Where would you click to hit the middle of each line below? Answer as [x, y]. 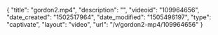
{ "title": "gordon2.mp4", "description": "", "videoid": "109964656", [103, 10]
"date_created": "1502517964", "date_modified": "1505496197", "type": [109, 17]
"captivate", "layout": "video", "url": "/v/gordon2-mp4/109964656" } [105, 24]
